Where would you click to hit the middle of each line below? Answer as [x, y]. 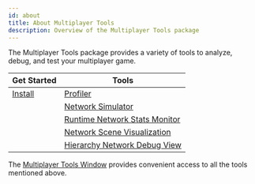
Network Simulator [99, 107]
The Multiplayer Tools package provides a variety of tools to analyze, [120, 53]
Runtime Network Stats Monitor [122, 119]
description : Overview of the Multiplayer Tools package [104, 30]
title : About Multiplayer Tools [61, 23]
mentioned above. [37, 173]
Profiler [78, 94]
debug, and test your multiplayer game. [72, 61]
